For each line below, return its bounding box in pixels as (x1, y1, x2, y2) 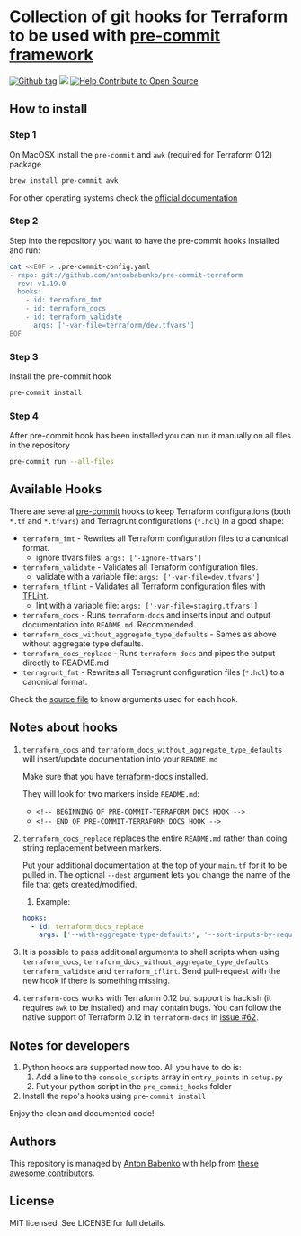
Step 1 (9, 129, 37, 141)
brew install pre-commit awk (9, 176, 119, 185)
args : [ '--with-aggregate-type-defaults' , (39, 930, 200, 940)
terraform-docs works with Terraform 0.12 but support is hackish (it (22, 993, 271, 1004)
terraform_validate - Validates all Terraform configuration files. (22, 561, 259, 573)
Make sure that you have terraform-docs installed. (22, 771, 208, 781)
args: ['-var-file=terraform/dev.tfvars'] (32, 320, 195, 329)
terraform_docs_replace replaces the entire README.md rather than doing (22, 833, 288, 844)
